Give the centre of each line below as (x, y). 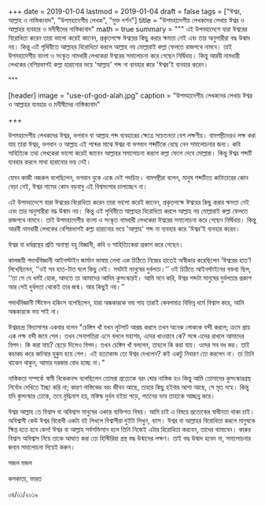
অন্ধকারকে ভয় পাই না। (34, 311)
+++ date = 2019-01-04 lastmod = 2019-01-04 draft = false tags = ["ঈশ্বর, (125, 11)
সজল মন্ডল (20, 463)
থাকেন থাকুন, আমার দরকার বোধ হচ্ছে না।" (57, 362)
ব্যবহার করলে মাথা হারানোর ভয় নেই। (50, 162)
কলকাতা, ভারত (25, 478)
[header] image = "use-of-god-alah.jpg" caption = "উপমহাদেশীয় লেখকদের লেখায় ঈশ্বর (131, 95)
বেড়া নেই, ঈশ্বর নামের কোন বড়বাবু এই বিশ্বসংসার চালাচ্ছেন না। (78, 187)
